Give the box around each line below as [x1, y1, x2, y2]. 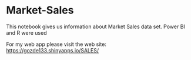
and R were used [6, 29, 47, 36]
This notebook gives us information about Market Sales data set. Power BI [6, 23, 185, 30]
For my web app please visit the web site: [6, 41, 107, 48]
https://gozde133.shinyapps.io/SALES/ [6, 46, 99, 54]
